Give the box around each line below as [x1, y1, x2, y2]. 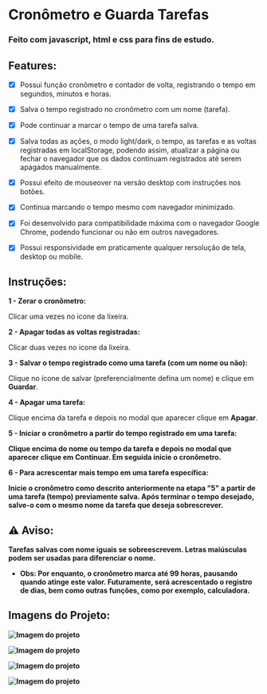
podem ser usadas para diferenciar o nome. [8, 553, 156, 563]
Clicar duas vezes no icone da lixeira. [8, 343, 131, 352]
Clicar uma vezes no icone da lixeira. [8, 311, 129, 321]
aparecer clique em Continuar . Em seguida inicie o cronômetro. [8, 453, 222, 462]
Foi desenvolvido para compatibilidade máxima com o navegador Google [19, 218, 260, 228]
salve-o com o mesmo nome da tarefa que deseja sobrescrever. [8, 501, 224, 510]
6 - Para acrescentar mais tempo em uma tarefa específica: [8, 468, 209, 478]
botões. [19, 187, 45, 196]
